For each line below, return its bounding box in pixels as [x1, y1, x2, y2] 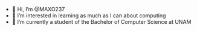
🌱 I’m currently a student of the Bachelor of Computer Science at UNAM [11, 18, 192, 25]
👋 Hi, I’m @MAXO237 [11, 6, 65, 13]
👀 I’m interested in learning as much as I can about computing [11, 12, 166, 19]
